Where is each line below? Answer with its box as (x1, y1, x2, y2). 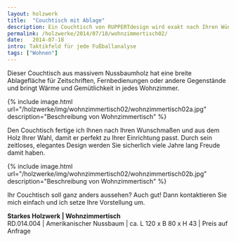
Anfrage (7, 227, 31, 235)
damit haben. (7, 148, 46, 157)
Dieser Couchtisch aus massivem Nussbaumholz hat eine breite (7, 68, 192, 77)
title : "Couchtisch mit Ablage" (7, 17, 105, 24)
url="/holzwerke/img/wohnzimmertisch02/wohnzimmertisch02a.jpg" (7, 105, 207, 113)
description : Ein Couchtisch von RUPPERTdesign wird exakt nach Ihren (7, 23, 218, 30)
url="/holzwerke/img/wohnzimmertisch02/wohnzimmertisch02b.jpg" (7, 170, 207, 178)
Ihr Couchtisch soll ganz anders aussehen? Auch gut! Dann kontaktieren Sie (7, 191, 227, 199)
